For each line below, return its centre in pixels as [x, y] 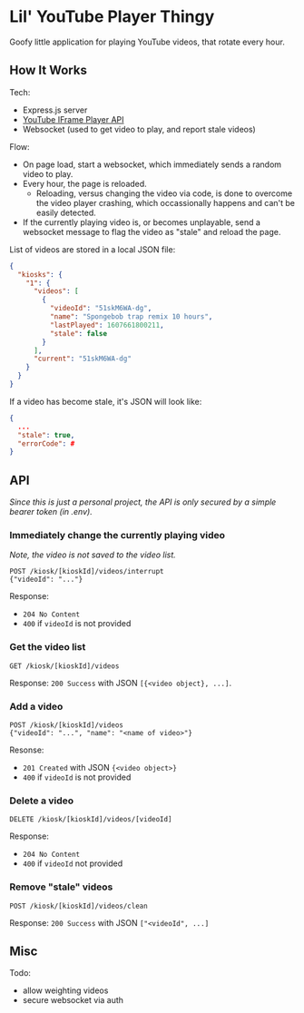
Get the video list [48, 647]
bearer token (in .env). [51, 512]
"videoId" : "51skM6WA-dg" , [101, 309]
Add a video [36, 706]
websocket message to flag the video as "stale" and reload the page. [152, 231]
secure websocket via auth [73, 1000]
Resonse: [27, 750]
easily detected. [66, 212]
